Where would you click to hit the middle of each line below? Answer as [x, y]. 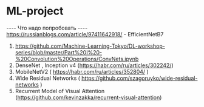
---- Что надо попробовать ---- [47, 28]
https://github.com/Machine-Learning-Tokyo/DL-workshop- [90, 46]
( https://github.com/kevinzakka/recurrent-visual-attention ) [88, 97]
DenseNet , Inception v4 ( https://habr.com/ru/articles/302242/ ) [94, 65]
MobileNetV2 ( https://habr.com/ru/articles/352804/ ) [82, 71]
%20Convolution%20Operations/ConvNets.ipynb [77, 59]
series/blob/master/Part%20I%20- [58, 52]
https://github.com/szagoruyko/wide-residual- [140, 78]
